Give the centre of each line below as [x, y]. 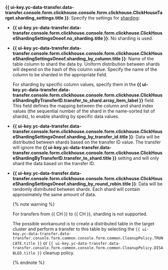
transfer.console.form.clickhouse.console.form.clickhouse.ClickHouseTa [84, 13]
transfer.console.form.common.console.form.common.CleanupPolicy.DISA [88, 248]
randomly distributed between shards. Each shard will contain [76, 189]
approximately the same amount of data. [54, 194]
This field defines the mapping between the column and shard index [83, 106]
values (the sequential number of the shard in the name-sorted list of [84, 111]
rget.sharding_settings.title [34, 18]
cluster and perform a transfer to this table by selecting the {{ [76, 229]
